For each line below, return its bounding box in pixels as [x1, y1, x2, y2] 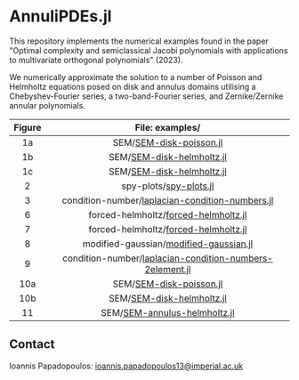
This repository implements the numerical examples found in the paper [9, 36, 269, 46]
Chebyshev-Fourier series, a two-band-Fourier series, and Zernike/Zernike [9, 91, 284, 101]
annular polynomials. [9, 100, 86, 110]
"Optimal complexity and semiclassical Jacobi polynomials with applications [9, 44, 288, 55]
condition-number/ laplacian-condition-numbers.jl [61, 194, 274, 206]
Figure [13, 121, 42, 133]
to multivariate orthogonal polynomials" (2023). [9, 54, 183, 65]
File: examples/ [134, 121, 201, 133]
